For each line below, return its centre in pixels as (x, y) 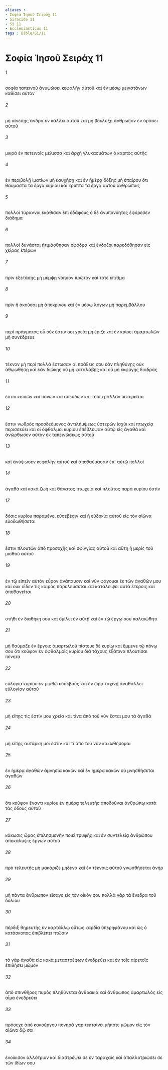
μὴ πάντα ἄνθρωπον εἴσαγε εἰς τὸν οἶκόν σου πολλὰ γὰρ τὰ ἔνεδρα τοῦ (81, 895)
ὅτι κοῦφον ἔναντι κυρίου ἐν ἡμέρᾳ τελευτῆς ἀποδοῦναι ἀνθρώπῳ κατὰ (81, 803)
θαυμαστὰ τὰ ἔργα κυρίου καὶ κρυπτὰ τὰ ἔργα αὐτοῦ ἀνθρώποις (73, 185)
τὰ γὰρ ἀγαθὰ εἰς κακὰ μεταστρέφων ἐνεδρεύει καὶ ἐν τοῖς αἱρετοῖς (77, 960)
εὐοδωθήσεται (21, 521)
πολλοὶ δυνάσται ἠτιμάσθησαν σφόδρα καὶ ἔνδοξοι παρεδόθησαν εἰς (78, 245)
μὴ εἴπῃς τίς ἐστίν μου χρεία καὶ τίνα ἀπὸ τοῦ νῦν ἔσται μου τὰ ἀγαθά (78, 716)
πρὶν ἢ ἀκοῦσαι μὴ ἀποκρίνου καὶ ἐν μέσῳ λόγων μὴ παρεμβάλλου (75, 305)
